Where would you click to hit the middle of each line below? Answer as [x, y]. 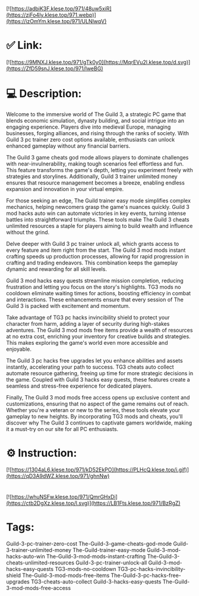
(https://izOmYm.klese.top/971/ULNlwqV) [56, 21]
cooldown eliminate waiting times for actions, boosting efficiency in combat [99, 293]
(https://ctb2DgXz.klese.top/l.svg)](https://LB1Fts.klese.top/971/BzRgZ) [93, 503]
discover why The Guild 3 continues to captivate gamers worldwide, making [99, 423]
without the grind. [28, 232]
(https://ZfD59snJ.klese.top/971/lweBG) [55, 68]
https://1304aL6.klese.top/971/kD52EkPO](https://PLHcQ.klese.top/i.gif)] [100, 469]
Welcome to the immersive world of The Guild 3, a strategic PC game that [96, 114]
